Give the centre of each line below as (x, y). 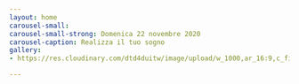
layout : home (33, 17)
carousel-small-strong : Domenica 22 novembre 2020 (105, 34)
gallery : (25, 50)
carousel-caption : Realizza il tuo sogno (87, 42)
